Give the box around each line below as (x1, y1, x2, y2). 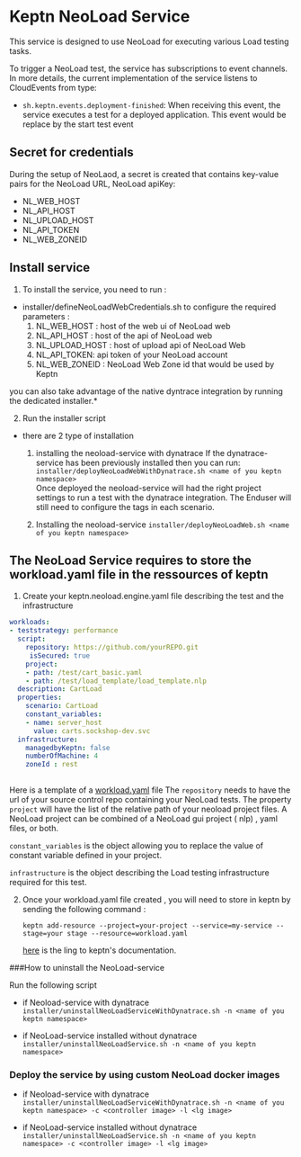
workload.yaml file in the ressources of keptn (9, 567, 269, 582)
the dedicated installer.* (9, 395, 98, 406)
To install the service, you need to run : (22, 283, 167, 294)
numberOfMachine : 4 (25, 751, 99, 761)
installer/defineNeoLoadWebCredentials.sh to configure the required (22, 301, 277, 312)
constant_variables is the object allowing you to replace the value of (9, 840, 264, 851)
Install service (9, 260, 91, 275)
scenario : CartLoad (25, 702, 99, 711)
